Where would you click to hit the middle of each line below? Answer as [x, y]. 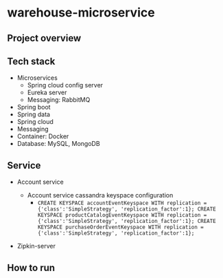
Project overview [44, 38]
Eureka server [47, 93]
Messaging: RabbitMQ [59, 100]
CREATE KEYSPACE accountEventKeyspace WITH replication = [122, 203]
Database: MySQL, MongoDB [59, 144]
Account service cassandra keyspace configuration [100, 195]
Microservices [37, 78]
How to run [31, 267]
